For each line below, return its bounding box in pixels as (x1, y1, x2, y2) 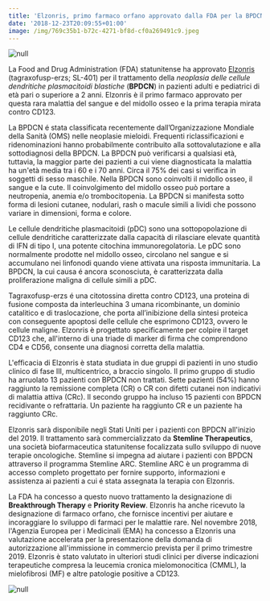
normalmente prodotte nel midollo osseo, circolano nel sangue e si (8, 250, 229, 259)
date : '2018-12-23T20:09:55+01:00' (8, 19, 128, 27)
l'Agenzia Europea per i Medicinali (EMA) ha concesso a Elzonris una (8, 526, 236, 536)
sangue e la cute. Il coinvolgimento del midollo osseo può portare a (8, 183, 231, 193)
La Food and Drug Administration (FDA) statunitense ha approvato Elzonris (8, 64, 256, 74)
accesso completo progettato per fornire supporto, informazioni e (8, 468, 226, 478)
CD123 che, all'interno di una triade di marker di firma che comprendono (8, 334, 247, 343)
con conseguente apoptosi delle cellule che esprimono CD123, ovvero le (8, 317, 248, 326)
